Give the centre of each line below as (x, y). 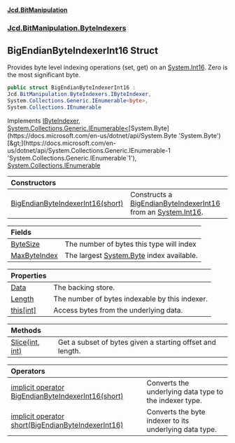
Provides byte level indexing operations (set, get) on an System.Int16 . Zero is (117, 67)
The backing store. (84, 287)
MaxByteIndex (34, 255)
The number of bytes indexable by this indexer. (131, 299)
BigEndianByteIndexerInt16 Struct (83, 50)
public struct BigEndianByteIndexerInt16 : (72, 88)
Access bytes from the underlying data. (118, 310)
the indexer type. (175, 400)
